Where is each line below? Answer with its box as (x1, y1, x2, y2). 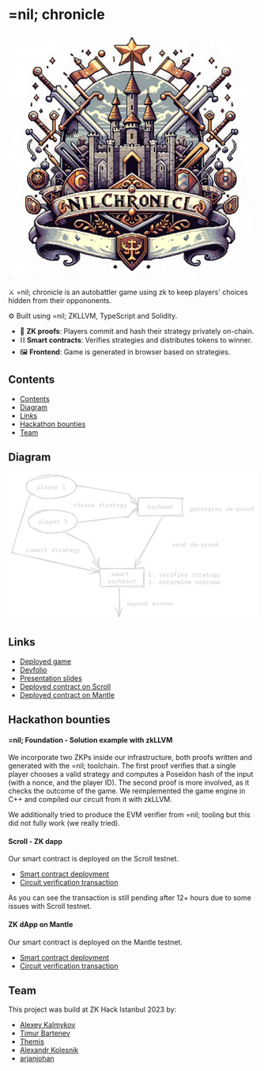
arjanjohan (19, 1054, 55, 1063)
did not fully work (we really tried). (8, 819, 120, 828)
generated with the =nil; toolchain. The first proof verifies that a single (8, 761, 236, 770)
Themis (19, 1037, 45, 1046)
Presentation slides (19, 673, 83, 683)
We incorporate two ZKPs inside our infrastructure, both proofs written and (8, 753, 253, 763)
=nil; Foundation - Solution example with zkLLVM (8, 735, 173, 744)
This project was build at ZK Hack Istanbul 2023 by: (8, 1005, 177, 1014)
